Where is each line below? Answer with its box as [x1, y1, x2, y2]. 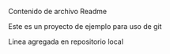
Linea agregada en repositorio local [8, 37, 124, 46]
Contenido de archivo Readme [8, 7, 108, 16]
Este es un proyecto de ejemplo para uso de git [8, 22, 162, 31]
